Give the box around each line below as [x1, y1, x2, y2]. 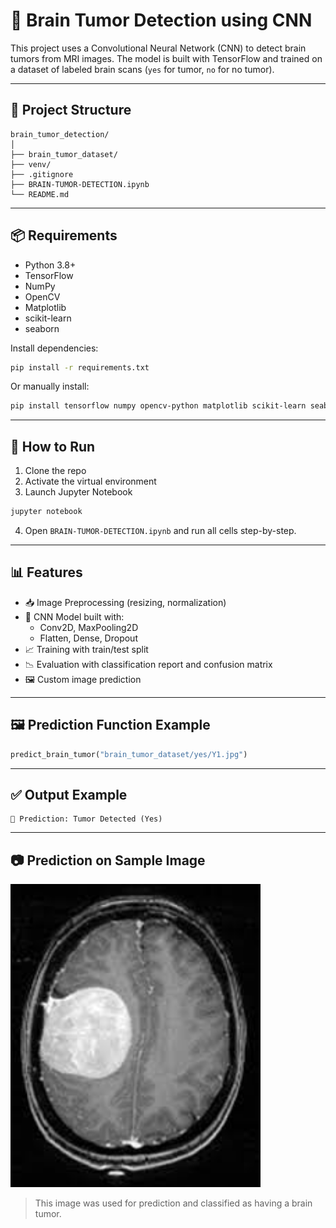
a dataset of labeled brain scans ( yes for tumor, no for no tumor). [10, 63, 275, 75]
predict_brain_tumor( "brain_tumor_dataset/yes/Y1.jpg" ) [10, 749, 248, 759]
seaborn [24, 322, 60, 334]
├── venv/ [10, 159, 52, 169]
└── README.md [10, 189, 70, 199]
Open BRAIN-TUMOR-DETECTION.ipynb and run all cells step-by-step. [24, 525, 297, 536]
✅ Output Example [10, 786, 128, 803]
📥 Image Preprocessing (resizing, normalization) [24, 596, 227, 608]
